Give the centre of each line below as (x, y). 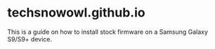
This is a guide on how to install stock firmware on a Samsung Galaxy (108, 32)
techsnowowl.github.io (76, 13)
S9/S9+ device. (30, 39)
